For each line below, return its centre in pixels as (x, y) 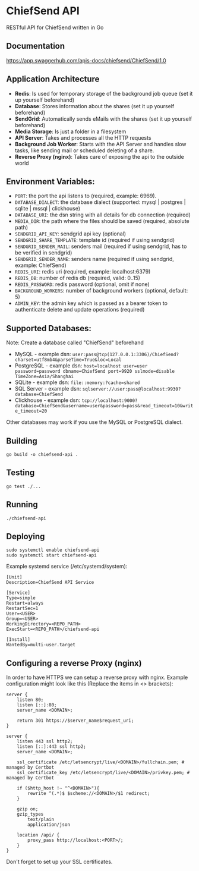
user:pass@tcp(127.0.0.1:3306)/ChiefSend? (126, 355)
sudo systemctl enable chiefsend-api (53, 550)
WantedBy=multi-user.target (41, 645)
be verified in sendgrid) (43, 253)
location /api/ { (38, 835)
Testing (20, 473)
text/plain (41, 820)
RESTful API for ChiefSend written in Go (55, 27)
